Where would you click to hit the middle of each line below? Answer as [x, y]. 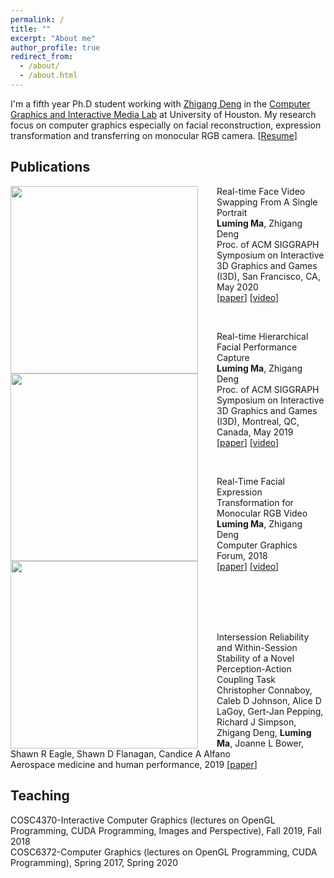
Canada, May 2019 [255, 432]
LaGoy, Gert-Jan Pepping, [270, 711]
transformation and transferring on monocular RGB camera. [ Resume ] [154, 135]
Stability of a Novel [255, 658]
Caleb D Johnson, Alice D [269, 700]
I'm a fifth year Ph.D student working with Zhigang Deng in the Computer [160, 103]
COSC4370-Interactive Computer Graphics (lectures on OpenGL [143, 820]
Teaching [40, 796]
